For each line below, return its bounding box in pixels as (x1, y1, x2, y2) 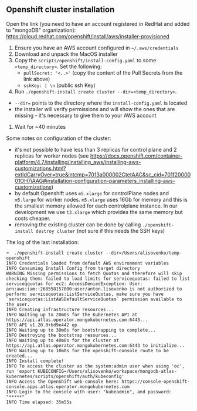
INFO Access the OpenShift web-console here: (6, 379, 119, 385)
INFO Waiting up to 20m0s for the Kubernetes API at (6, 312, 138, 318)
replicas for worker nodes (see (14, 152, 89, 159)
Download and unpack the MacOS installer (14, 50, 118, 58)
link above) (23, 75, 50, 82)
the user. (6, 301, 30, 308)
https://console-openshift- (121, 379, 191, 385)
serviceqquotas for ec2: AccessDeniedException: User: (6, 280, 143, 287)
